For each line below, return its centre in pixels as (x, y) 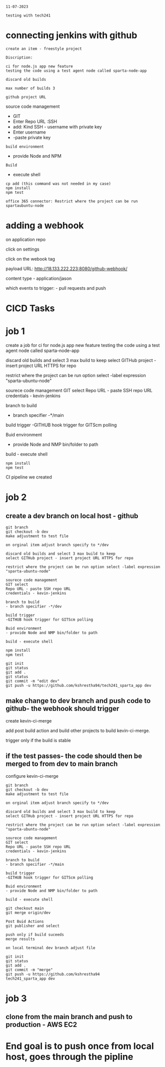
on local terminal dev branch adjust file (50, 948)
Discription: (19, 57)
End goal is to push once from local (80, 1046)
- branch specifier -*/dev (34, 607)
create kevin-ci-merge (29, 721)
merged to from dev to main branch (62, 764)
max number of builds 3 (30, 88)
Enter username (29, 132)
